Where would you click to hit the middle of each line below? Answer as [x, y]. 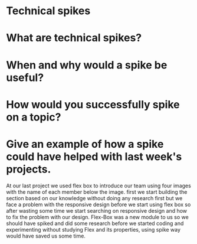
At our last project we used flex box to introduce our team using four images [99, 186]
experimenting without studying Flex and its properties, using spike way [93, 229]
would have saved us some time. [46, 236]
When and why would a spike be [87, 65]
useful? [25, 77]
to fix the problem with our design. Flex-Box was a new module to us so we [97, 217]
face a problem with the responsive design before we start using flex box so [98, 204]
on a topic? [34, 117]
